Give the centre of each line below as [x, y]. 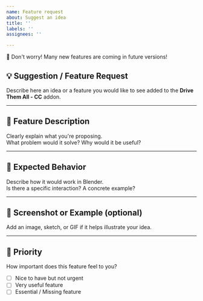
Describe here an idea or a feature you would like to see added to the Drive [100, 90]
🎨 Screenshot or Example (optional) [74, 212]
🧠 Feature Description [48, 121]
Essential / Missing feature [48, 292]
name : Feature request [35, 12]
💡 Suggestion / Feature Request [67, 76]
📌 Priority [24, 252]
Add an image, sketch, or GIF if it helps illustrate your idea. [79, 227]
